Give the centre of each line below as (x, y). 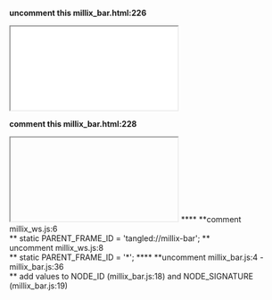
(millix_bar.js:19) (39, 286)
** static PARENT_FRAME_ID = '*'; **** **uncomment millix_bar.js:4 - (136, 257)
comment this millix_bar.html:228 (73, 124)
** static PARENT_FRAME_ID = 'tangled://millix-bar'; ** (110, 238)
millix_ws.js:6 (33, 229)
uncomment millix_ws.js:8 (57, 248)
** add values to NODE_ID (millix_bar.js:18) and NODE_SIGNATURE (132, 276)
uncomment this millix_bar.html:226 (78, 13)
